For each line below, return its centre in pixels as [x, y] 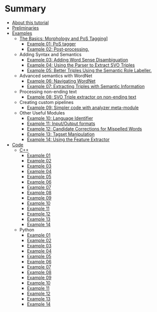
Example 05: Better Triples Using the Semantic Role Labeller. [89, 70]
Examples [22, 33]
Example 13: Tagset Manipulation [61, 134]
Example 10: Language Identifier [60, 118]
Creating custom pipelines [46, 102]
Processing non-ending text [48, 91]
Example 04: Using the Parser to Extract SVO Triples [81, 65]
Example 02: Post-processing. [58, 49]
